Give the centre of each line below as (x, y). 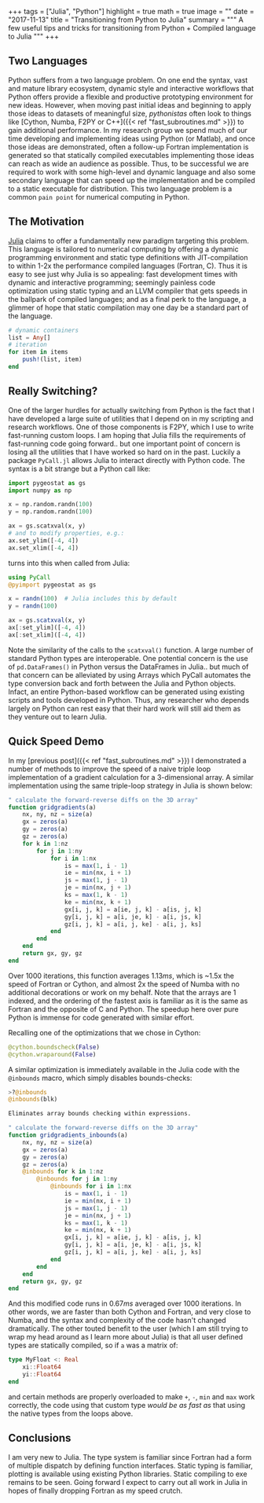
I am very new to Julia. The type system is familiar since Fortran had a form (130, 1457)
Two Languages (48, 61)
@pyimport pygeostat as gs (52, 585)
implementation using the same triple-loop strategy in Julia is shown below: (130, 785)
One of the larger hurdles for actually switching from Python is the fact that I (131, 410)
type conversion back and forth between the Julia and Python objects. (122, 683)
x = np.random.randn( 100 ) (50, 505)
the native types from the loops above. (71, 1413)
